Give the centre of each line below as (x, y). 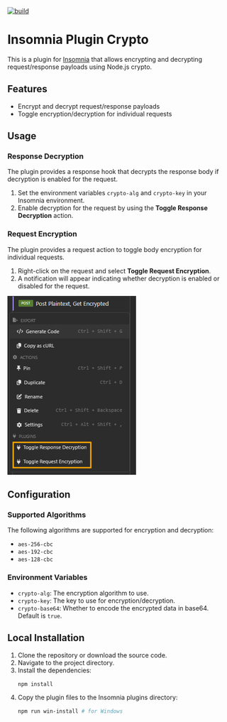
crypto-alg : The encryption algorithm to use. (83, 593)
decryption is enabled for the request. (63, 179)
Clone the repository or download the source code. (92, 655)
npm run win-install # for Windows (70, 711)
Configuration (39, 494)
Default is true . (40, 616)
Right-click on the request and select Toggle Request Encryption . (114, 270)
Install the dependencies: (55, 670)
